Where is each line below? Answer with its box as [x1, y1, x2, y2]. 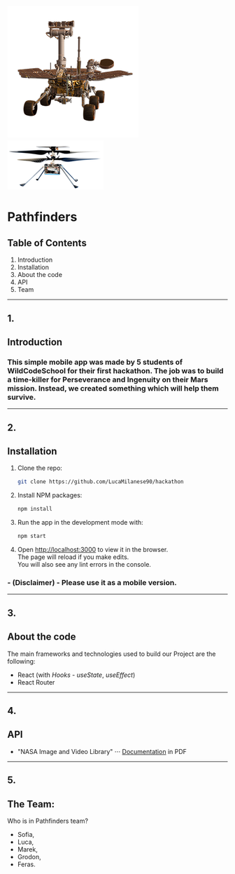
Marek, [17, 845, 38, 854]
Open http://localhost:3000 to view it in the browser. [17, 546, 169, 554]
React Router [17, 678, 55, 686]
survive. [7, 392, 36, 402]
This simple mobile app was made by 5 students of [7, 357, 183, 367]
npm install [17, 506, 52, 513]
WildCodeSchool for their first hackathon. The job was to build [7, 365, 224, 375]
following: [7, 657, 36, 665]
